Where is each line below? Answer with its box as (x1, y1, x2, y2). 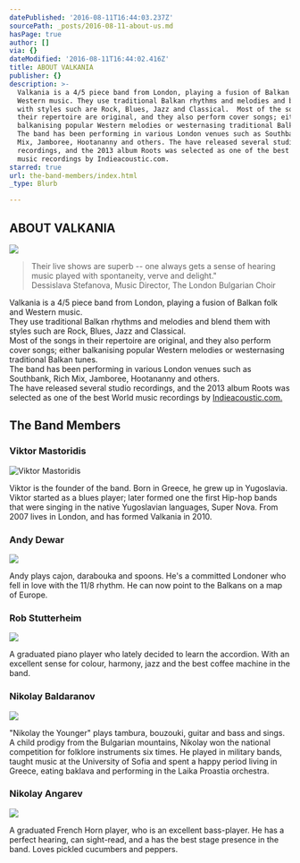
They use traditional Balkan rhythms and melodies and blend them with (9, 316, 271, 326)
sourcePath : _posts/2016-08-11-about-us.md (9, 21, 174, 30)
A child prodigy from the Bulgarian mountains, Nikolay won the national (9, 737, 271, 748)
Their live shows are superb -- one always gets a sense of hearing (30, 260, 276, 271)
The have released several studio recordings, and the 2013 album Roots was (9, 382, 290, 393)
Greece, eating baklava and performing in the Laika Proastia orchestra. (9, 766, 270, 776)
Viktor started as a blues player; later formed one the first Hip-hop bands (9, 492, 278, 503)
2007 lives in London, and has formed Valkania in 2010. (9, 511, 212, 521)
